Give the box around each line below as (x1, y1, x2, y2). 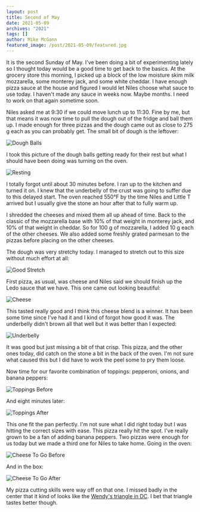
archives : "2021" (6, 25, 50, 32)
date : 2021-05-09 (6, 20, 50, 26)
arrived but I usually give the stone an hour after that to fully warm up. (6, 199, 178, 207)
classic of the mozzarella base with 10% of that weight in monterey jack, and (6, 217, 195, 225)
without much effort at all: (6, 254, 70, 261)
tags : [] (6, 31, 28, 37)
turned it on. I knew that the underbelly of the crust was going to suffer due (6, 186, 192, 194)
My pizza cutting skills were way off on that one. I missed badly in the (6, 486, 177, 493)
